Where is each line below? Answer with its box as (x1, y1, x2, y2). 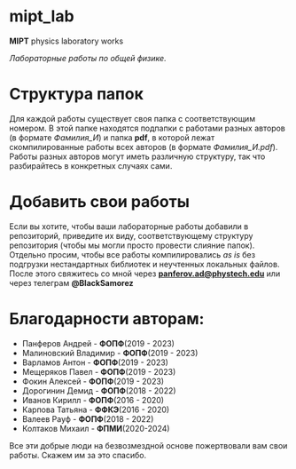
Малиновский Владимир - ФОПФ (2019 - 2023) (21, 347, 199, 358)
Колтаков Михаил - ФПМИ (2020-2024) (21, 423, 170, 433)
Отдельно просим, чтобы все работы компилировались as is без (9, 249, 255, 259)
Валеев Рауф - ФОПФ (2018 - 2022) (21, 413, 154, 424)
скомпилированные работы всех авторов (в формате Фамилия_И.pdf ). (9, 141, 278, 152)
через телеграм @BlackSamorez (9, 277, 134, 288)
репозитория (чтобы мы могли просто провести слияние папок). (9, 240, 255, 250)
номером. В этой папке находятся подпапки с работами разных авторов (9, 123, 286, 133)
